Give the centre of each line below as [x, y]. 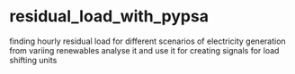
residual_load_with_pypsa [109, 16]
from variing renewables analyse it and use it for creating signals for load [144, 50]
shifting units [33, 60]
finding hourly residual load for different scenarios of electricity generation [147, 41]
